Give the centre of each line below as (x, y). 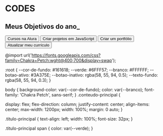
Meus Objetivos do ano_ (42, 27)
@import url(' (18, 55)
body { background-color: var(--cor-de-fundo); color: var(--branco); (74, 90)
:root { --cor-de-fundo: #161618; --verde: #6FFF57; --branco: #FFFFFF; (77, 70)
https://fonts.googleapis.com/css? (66, 55)
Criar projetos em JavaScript (68, 39)
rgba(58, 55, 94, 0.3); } (28, 80)
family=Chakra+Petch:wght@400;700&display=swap (58, 60)
